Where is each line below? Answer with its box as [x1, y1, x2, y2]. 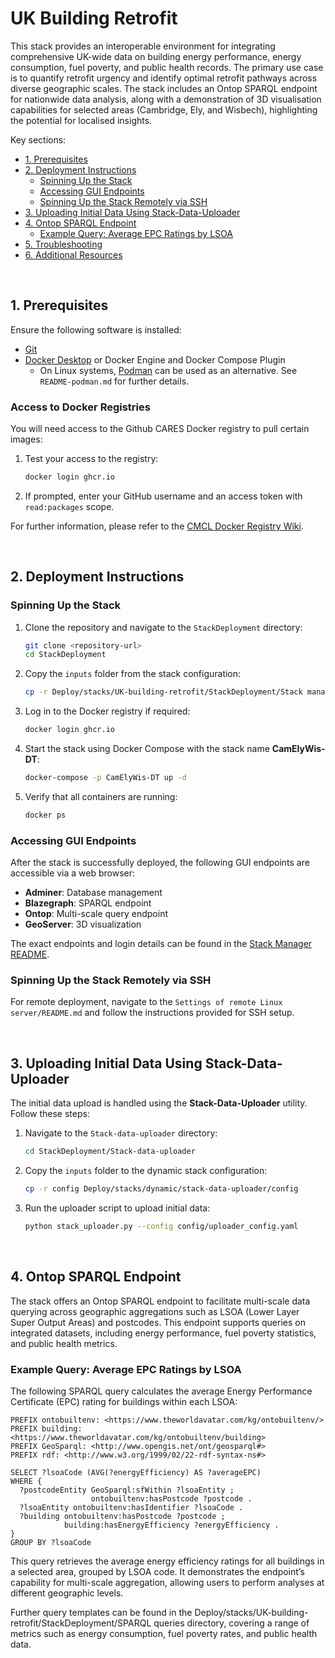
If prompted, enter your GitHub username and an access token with [24, 490, 303, 502]
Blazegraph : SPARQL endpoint [24, 897, 152, 909]
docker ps [24, 810, 67, 820]
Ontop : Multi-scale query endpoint [24, 908, 169, 920]
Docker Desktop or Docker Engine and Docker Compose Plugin [24, 353, 286, 366]
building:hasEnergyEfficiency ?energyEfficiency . [63, 1520, 280, 1530]
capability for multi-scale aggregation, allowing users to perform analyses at [10, 1577, 325, 1588]
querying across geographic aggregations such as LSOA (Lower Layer [10, 1305, 300, 1317]
